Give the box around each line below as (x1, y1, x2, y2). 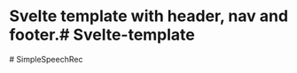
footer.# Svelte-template (9, 25, 195, 45)
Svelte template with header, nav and (9, 6, 289, 26)
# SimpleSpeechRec (9, 54, 83, 64)
